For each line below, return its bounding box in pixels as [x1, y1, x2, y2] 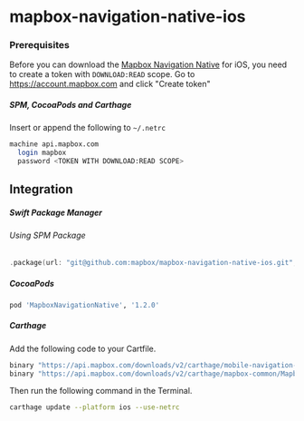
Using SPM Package [9, 230, 86, 241]
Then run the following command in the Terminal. [9, 386, 193, 397]
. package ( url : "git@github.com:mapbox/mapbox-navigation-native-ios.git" [9, 259, 294, 268]
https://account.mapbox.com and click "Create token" [9, 79, 211, 90]
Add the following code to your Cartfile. [9, 343, 157, 354]
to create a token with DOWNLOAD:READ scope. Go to [9, 69, 195, 80]
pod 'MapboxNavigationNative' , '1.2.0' [9, 300, 160, 309]
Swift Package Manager [9, 207, 102, 219]
